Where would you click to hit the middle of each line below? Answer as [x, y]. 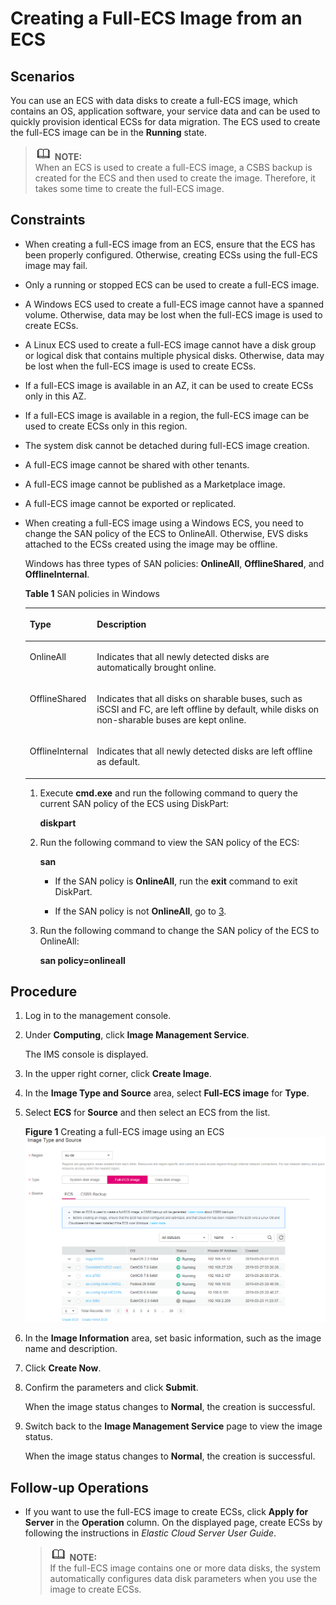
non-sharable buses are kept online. [171, 719]
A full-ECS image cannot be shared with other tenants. [137, 464]
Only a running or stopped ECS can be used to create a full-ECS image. [172, 284]
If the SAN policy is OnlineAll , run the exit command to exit [176, 881]
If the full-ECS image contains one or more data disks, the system [185, 1568]
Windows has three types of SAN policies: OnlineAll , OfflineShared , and [174, 563]
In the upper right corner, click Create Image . [118, 1074]
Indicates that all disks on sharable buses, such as [199, 698]
